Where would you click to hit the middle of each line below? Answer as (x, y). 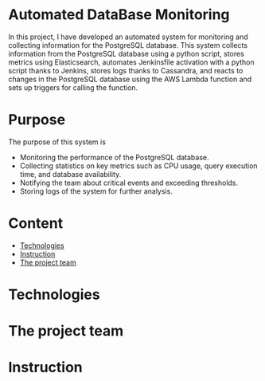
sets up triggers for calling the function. (73, 87)
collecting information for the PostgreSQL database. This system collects (128, 45)
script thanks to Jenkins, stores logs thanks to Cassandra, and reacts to (126, 70)
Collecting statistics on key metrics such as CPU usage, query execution (138, 166)
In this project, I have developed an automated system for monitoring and (128, 37)
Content (36, 224)
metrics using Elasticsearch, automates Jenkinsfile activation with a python (131, 62)
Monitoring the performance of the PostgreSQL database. (114, 157)
